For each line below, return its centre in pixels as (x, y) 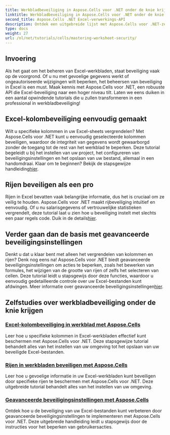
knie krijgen (24, 310)
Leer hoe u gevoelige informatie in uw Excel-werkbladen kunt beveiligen (80, 376)
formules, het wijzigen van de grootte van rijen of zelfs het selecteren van (82, 271)
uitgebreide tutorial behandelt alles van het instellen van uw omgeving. (79, 387)
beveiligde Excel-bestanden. (35, 352)
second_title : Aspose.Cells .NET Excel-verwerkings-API (65, 19)
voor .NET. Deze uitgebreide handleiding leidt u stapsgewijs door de (76, 422)
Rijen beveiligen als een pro (49, 184)
